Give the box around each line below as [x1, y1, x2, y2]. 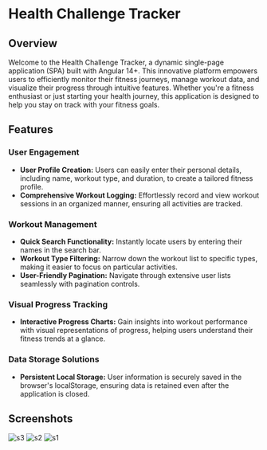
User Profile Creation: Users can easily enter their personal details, [19, 165, 241, 174]
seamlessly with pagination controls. [19, 279, 140, 288]
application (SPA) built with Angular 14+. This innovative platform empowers [8, 66, 257, 76]
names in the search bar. [19, 245, 102, 255]
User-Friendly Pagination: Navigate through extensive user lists [19, 270, 231, 280]
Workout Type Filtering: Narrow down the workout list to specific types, [19, 253, 257, 263]
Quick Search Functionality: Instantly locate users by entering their [19, 237, 243, 246]
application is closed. [19, 389, 90, 398]
